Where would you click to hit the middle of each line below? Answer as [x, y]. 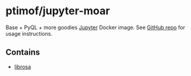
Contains [23, 53]
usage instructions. [29, 33]
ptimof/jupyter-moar [58, 11]
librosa [22, 66]
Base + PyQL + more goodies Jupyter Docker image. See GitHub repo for [95, 27]
